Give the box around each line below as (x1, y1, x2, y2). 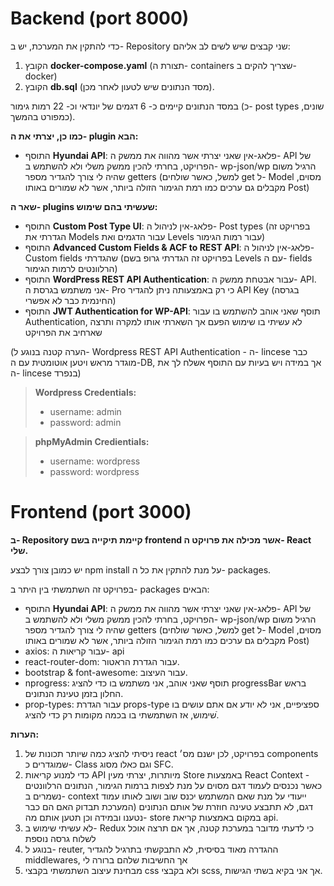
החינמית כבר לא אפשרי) (24, 294, 117, 306)
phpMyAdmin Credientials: (34, 435, 150, 447)
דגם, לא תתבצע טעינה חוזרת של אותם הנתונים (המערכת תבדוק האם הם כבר (24, 800, 313, 812)
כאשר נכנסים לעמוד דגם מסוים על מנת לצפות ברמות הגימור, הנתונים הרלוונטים (24, 779, 323, 791)
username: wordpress (49, 455, 141, 467)
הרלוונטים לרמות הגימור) (24, 262, 118, 274)
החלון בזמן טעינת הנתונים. (24, 687, 124, 699)
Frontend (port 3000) (10, 501, 192, 524)
